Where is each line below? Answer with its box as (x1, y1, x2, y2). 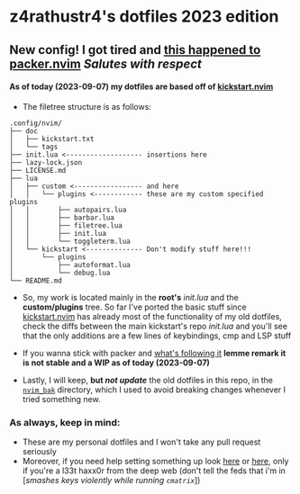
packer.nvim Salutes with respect (9, 56, 203, 71)
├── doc (9, 126, 39, 136)
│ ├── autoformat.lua (9, 260, 131, 269)
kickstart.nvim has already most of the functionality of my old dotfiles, (22, 310, 282, 321)
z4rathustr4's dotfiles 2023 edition (9, 6, 279, 27)
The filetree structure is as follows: (22, 101, 151, 112)
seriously (22, 446, 57, 457)
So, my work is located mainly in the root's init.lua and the (22, 292, 239, 302)
